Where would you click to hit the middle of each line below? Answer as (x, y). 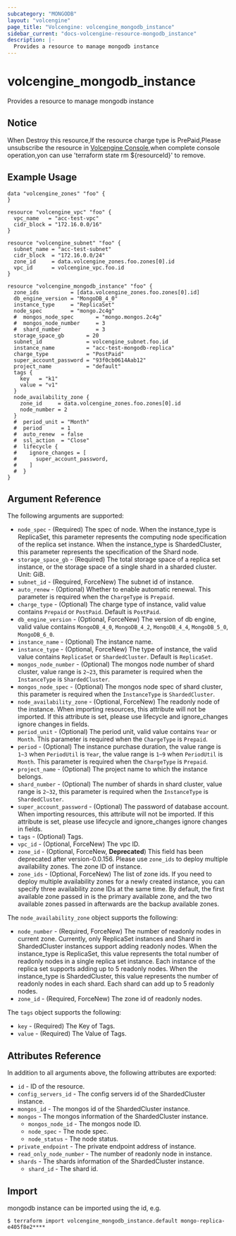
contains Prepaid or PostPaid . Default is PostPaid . (89, 612)
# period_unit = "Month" (52, 422)
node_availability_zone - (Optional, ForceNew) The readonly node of (119, 702)
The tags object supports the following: (64, 1012)
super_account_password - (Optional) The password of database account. (123, 807)
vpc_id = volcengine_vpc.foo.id (69, 268)
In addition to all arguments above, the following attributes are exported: (112, 1073)
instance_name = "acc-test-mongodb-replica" (94, 348)
